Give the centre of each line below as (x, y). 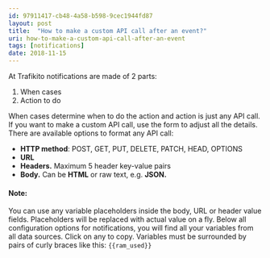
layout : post (30, 23)
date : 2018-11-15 (37, 53)
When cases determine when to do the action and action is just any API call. (134, 116)
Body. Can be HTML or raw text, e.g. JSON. (93, 175)
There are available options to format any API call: (91, 133)
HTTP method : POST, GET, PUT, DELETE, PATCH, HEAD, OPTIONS (131, 149)
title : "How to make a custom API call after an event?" (108, 31)
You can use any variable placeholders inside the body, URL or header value (135, 211)
